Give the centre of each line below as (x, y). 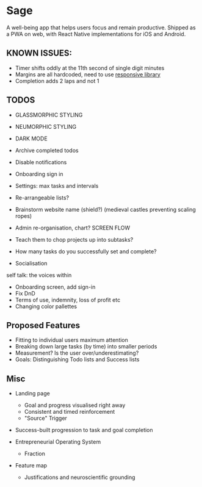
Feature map (31, 466)
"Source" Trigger (45, 418)
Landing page (32, 394)
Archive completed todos (47, 150)
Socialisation (31, 263)
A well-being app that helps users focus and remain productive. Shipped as (101, 27)
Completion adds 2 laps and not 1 (57, 81)
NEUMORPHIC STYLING (46, 126)
